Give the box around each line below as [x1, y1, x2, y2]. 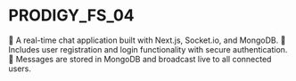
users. [8, 63, 32, 74]
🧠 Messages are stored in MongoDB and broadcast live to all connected [8, 53, 272, 64]
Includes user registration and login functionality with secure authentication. [8, 44, 288, 54]
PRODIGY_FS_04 [8, 5, 135, 26]
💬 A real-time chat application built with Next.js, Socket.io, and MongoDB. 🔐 [8, 35, 286, 45]
